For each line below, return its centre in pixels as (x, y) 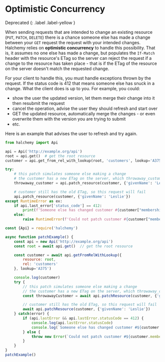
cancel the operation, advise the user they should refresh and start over (85, 108)
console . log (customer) (37, 278)
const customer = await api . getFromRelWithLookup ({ (68, 255)
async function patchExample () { (39, 237)
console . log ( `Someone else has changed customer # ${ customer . (96, 327)
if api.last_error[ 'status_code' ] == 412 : (58, 206)
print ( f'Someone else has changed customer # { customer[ (81, 210)
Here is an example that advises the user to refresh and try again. (71, 133)
